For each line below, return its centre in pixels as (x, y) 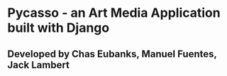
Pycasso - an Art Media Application (114, 13)
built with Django (59, 28)
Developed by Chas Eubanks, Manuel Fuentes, (112, 54)
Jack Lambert (38, 65)
